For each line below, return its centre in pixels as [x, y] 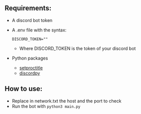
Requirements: [28, 8]
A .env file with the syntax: [39, 30]
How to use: [24, 89]
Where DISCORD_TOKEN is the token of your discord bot [77, 48]
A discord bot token [32, 20]
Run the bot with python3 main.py [46, 106]
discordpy [30, 73]
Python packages [30, 58]
